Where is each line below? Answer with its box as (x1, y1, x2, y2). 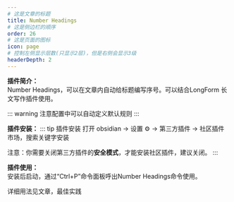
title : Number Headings (7, 17, 78, 24)
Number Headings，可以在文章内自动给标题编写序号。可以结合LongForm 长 (7, 85, 228, 94)
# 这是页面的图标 (7, 37, 51, 44)
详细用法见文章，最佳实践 (7, 186, 82, 195)
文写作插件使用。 (7, 94, 57, 102)
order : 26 (7, 30, 37, 37)
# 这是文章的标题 (7, 10, 51, 18)
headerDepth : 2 (7, 57, 52, 64)
